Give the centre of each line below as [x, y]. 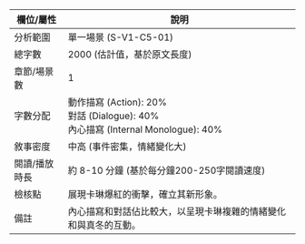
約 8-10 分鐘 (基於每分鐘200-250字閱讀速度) [167, 170]
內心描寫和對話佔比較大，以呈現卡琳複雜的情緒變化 [177, 211]
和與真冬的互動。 [104, 225]
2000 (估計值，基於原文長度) [130, 54]
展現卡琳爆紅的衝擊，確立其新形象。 [145, 194]
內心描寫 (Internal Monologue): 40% [145, 129]
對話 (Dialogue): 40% [113, 116]
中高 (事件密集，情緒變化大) [127, 147]
